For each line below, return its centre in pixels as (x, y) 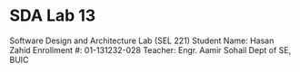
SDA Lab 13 (53, 16)
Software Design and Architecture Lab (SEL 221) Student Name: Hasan (142, 40)
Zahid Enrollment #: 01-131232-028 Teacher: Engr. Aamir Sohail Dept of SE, (150, 49)
